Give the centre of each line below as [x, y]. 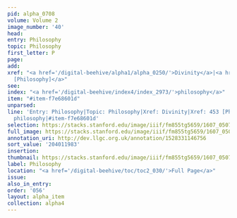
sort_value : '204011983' [44, 145]
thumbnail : [23, 158]
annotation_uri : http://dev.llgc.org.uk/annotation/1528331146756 [107, 138]
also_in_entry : [30, 184]
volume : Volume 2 [33, 20]
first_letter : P [31, 53]
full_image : [25, 132]
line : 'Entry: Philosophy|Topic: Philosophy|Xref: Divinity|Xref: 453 [113, 112]
